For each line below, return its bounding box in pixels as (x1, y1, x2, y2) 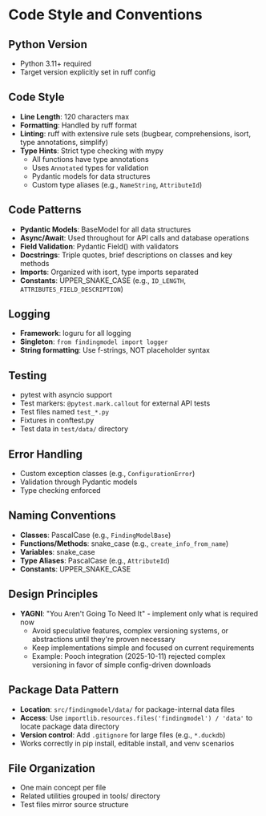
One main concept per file (19, 783, 107, 793)
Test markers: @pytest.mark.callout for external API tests (19, 398, 211, 408)
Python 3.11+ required (19, 59, 92, 68)
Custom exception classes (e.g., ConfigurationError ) (19, 469, 195, 479)
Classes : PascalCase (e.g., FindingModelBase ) (19, 530, 171, 539)
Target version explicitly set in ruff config (19, 67, 156, 77)
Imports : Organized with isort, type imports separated (19, 267, 199, 277)
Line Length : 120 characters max (19, 111, 130, 121)
